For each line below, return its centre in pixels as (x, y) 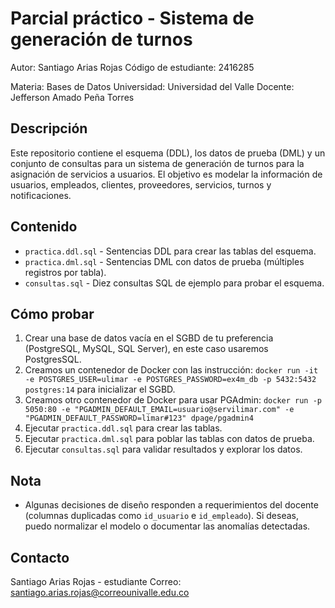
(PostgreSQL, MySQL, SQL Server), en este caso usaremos (146, 349)
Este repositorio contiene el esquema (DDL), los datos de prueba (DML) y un (168, 153)
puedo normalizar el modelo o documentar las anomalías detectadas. (167, 526)
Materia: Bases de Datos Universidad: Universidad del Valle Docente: (152, 86)
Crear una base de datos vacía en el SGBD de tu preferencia (149, 338)
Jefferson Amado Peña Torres (72, 97)
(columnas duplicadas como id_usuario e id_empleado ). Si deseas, (161, 516)
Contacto (40, 557)
